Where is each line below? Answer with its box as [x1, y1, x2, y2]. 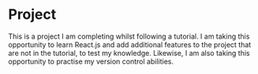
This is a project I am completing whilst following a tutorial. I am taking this [8, 31, 250, 41]
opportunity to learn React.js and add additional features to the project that [8, 39, 252, 49]
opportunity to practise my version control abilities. [8, 57, 174, 66]
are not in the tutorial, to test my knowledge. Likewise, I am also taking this [8, 48, 250, 57]
